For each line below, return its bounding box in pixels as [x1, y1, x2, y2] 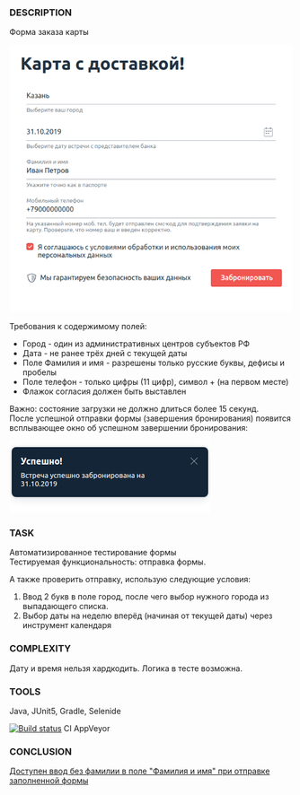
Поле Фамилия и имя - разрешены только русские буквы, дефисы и [22, 357, 285, 369]
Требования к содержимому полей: [9, 321, 147, 332]
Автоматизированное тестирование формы [9, 547, 177, 558]
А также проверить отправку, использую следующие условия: [9, 574, 251, 585]
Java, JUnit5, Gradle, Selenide [9, 706, 121, 716]
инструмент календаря [22, 620, 112, 631]
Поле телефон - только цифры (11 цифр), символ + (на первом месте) [22, 377, 289, 388]
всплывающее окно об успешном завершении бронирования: [9, 423, 249, 433]
